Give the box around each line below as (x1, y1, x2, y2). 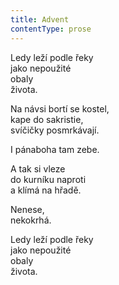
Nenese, (10, 203, 45, 215)
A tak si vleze (10, 162, 66, 175)
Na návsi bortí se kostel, (10, 102, 110, 115)
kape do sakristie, (10, 113, 84, 125)
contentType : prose (10, 24, 92, 34)
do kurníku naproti (10, 173, 87, 185)
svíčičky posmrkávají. (10, 124, 100, 136)
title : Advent (10, 14, 70, 25)
